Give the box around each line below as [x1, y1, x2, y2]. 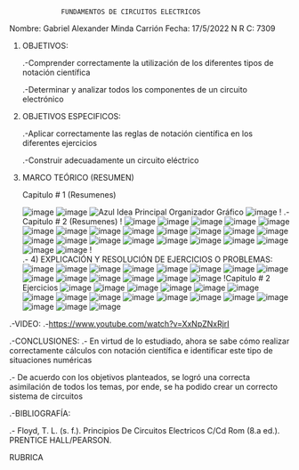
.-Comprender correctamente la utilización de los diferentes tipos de [21, 58, 274, 68]
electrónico [21, 93, 64, 104]
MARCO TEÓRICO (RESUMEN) [21, 173, 135, 182]
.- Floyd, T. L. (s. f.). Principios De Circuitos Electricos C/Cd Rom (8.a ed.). [9, 425, 280, 435]
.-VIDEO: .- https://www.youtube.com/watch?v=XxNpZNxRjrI [9, 319, 230, 328]
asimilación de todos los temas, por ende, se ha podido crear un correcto [9, 382, 279, 392]
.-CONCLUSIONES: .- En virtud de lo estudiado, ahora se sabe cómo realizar [9, 336, 290, 346]
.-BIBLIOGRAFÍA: [9, 409, 71, 418]
